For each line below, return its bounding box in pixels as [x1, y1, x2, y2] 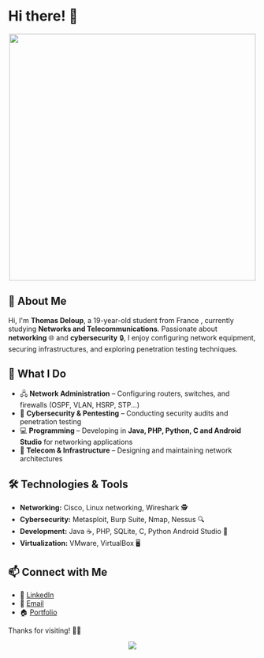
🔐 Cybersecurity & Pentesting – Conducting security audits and [19, 408, 229, 418]
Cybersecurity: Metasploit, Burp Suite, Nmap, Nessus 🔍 [19, 515, 205, 525]
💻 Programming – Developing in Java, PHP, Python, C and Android [19, 426, 242, 435]
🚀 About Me [8, 295, 67, 308]
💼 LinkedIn [19, 590, 54, 600]
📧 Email [19, 599, 45, 608]
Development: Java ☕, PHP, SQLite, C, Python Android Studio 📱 [19, 527, 229, 536]
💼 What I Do [8, 367, 67, 381]
